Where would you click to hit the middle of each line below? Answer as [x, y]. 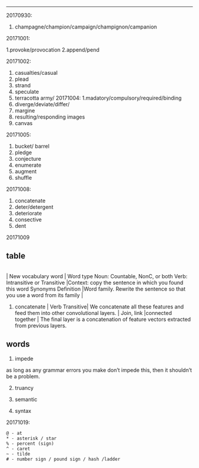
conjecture [28, 159]
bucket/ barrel [32, 146]
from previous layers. [41, 325]
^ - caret [18, 448]
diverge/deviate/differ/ [42, 104]
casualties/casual [36, 73]
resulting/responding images [50, 117]
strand [23, 85]
